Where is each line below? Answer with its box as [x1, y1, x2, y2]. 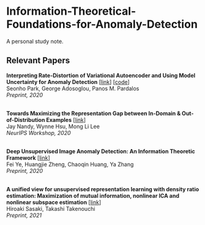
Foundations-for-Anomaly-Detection [6, 17, 198, 31]
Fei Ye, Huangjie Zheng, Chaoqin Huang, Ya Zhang [6, 161, 134, 168]
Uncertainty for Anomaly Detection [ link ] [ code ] [6, 78, 130, 85]
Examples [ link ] [45, 116, 86, 123]
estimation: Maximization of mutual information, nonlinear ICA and [6, 192, 179, 199]
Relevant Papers [6, 55, 70, 66]
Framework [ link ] [6, 154, 50, 161]
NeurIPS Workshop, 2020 [6, 129, 71, 136]
